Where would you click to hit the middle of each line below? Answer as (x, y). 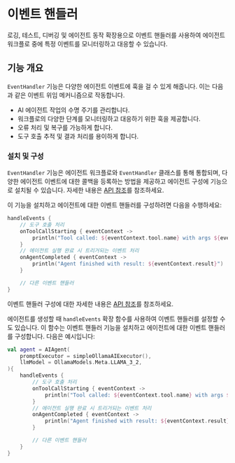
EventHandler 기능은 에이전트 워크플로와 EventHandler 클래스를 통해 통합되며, (114, 173)
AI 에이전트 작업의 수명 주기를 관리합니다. (73, 110)
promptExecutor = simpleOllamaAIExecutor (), (86, 356)
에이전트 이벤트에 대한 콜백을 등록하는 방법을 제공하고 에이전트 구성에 (114, 181)
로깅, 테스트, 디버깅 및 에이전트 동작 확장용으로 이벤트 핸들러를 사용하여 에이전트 (116, 35)
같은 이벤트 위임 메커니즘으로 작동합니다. (70, 95)
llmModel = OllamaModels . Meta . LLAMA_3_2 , (81, 362)
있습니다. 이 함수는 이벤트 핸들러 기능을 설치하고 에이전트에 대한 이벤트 (111, 327)
